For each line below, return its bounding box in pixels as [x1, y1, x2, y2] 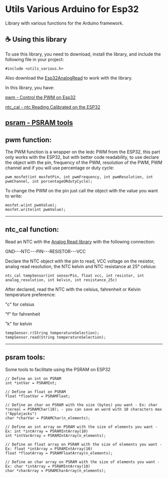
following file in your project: [5, 56, 64, 62]
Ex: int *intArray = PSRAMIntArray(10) [5, 428, 88, 434]
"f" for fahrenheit [5, 311, 40, 317]
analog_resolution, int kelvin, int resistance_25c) [5, 277, 117, 283]
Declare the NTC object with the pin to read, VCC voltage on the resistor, [5, 258, 155, 264]
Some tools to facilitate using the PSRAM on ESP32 [5, 366, 111, 372]
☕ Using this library [5, 35, 67, 44]
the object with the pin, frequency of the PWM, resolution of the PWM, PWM [5, 159, 162, 165]
